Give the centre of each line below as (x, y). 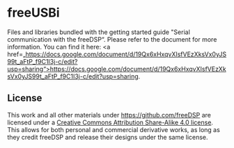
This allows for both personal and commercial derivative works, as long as (114, 129)
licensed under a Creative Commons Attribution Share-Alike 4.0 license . (110, 122)
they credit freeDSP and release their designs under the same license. (108, 137)
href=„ (16, 54)
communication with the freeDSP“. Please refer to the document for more (112, 39)
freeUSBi (34, 13)
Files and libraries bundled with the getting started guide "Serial (99, 32)
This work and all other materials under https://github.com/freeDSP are (109, 115)
